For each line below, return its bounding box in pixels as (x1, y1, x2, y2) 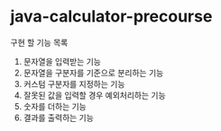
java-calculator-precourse (10, 6, 213, 27)
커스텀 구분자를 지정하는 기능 (23, 78, 125, 89)
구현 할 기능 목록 (10, 37, 69, 48)
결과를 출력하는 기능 (23, 112, 94, 123)
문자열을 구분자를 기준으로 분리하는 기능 (23, 67, 164, 78)
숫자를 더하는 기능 (23, 100, 87, 111)
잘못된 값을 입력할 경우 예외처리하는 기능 (23, 90, 166, 100)
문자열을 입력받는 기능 (23, 56, 102, 66)
